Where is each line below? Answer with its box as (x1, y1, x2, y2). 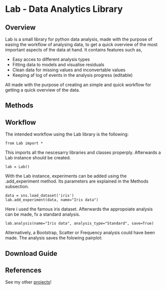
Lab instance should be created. (5, 155, 71, 161)
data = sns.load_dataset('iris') (5, 193, 74, 198)
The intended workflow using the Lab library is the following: (5, 131, 129, 137)
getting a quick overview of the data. (5, 87, 80, 93)
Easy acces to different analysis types (12, 56, 90, 62)
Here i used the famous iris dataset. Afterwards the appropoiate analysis (5, 206, 153, 212)
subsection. (5, 184, 29, 190)
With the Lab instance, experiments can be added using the (5, 173, 127, 179)
